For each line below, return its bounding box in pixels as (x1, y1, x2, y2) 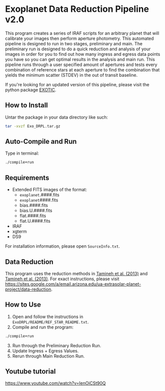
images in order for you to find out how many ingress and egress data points (5, 51, 161, 57)
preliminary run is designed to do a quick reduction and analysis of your (5, 46, 151, 52)
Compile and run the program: (12, 324, 74, 330)
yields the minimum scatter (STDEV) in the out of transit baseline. (5, 72, 138, 78)
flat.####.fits (19, 213, 46, 219)
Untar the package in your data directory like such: (5, 114, 108, 120)
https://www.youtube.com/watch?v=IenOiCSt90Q (5, 380, 106, 386)
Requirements (5, 173, 49, 182)
